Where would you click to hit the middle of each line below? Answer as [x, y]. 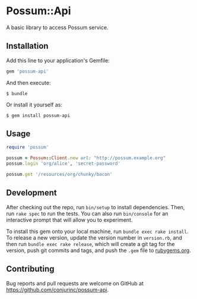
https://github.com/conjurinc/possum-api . [57, 289]
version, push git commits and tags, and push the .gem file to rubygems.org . [99, 250]
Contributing [30, 269]
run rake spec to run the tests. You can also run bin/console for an [87, 213]
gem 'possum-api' [28, 71]
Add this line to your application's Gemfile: [58, 60]
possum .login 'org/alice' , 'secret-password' [63, 164]
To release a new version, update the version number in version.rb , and [94, 237]
